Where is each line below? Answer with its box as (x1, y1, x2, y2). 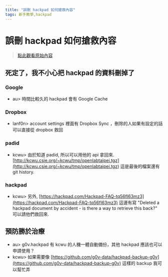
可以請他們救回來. (12, 211, 49, 217)
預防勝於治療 (5, 227, 45, 235)
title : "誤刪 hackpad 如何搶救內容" (5, 7, 76, 12)
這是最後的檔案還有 (120, 163, 160, 169)
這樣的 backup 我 (122, 260, 158, 266)
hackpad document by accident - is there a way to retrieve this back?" (12, 205, 157, 211)
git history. (12, 168, 34, 175)
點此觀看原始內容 (17, 52, 53, 58)
